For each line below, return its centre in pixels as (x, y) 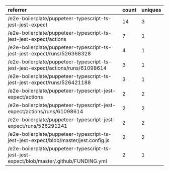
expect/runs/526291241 (38, 126)
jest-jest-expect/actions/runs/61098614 (57, 68)
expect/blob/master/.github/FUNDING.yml (57, 161)
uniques (151, 10)
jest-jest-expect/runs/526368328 (50, 54)
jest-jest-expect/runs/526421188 (50, 82)
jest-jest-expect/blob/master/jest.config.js (59, 140)
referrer (17, 10)
